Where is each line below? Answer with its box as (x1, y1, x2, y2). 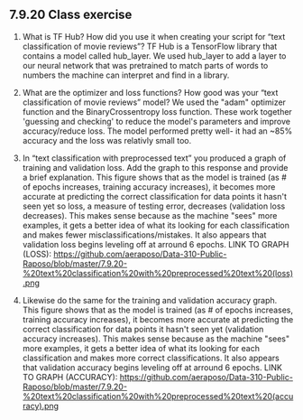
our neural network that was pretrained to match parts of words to (22, 60, 269, 70)
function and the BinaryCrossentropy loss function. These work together (22, 106, 293, 117)
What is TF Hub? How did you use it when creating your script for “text (22, 31, 286, 42)
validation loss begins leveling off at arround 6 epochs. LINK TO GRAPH (22, 238, 289, 249)
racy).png (22, 400, 60, 411)
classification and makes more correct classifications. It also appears (22, 352, 280, 363)
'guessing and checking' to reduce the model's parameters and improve (22, 116, 291, 126)
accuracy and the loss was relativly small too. (22, 135, 192, 145)
